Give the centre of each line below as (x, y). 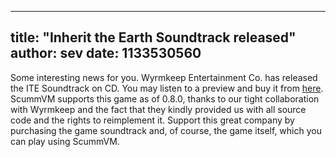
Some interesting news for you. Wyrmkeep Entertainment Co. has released (164, 77)
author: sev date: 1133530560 (106, 53)
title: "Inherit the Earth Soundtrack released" (153, 37)
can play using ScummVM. (65, 141)
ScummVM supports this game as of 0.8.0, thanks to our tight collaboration (165, 98)
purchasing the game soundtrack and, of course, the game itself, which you (166, 130)
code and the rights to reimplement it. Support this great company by (152, 120)
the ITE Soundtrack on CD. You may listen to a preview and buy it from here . (167, 88)
